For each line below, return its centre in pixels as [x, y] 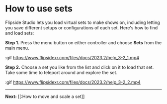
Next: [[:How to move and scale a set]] [45, 96]
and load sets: [20, 33]
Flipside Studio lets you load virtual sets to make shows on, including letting [83, 22]
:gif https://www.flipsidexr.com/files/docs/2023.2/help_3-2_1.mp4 [72, 57]
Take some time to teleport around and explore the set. [61, 72]
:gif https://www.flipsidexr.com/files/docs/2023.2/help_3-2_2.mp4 [73, 82]
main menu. [17, 48]
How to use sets [39, 9]
